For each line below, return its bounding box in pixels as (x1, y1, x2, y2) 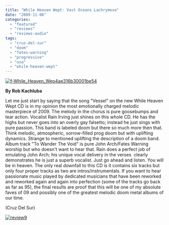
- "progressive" (10, 54, 44, 60)
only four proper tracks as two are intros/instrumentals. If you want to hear (5, 168, 161, 174)
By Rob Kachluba (5, 88, 42, 94)
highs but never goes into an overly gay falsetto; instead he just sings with (5, 119, 161, 125)
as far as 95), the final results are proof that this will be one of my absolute (5, 184, 161, 190)
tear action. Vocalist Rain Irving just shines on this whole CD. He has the (5, 114, 156, 120)
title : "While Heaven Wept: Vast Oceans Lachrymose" (5, 7, 119, 13)
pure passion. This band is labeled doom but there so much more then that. (5, 125, 163, 131)
